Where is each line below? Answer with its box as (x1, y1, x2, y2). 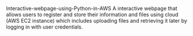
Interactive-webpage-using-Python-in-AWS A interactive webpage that (6, 5, 178, 12)
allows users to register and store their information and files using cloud (6, 11, 179, 18)
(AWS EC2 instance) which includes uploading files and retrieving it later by (6, 17, 188, 24)
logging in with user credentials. (6, 23, 83, 30)
